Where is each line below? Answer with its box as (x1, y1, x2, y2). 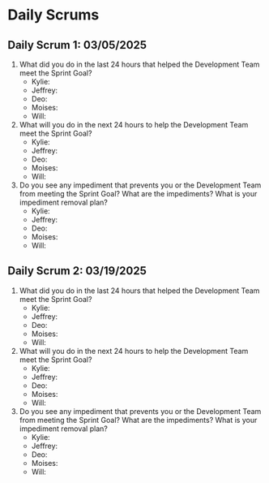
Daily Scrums (7, 6, 100, 24)
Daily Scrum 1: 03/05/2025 (7, 38, 147, 52)
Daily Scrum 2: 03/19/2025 (7, 264, 147, 278)
